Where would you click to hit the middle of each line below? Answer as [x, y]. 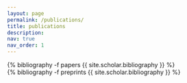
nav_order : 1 [26, 45]
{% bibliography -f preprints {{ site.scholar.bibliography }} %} [94, 72]
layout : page [26, 13]
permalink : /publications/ [46, 20]
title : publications [37, 26]
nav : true [21, 39]
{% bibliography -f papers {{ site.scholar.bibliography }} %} [91, 65]
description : [26, 33]
